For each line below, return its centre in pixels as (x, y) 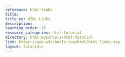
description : (19, 24)
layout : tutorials (24, 47)
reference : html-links (29, 10)
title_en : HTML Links (28, 19)
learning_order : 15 (26, 28)
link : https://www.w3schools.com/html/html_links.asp (63, 42)
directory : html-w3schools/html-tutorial (49, 38)
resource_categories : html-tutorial (43, 33)
